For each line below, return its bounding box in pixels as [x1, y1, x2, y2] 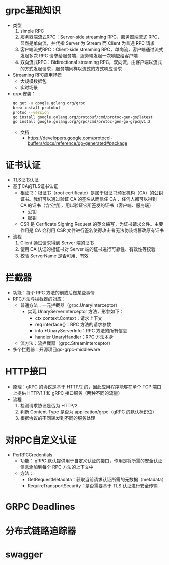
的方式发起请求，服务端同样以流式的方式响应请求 [20, 65, 122, 71]
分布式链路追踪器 [5, 525, 77, 537]
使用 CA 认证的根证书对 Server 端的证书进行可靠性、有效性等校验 [20, 246, 156, 253]
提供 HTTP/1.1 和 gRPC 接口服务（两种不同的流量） [17, 390, 123, 396]
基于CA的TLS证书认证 [12, 183, 59, 190]
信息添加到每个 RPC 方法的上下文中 [20, 464, 94, 470]
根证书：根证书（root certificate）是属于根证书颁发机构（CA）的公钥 [20, 190, 163, 196]
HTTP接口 [5, 366, 47, 378]
